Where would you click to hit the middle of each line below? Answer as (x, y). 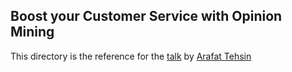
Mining (32, 32)
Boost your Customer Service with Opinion (146, 16)
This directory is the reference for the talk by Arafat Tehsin (131, 56)
